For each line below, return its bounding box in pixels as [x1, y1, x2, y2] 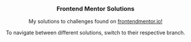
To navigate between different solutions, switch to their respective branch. [5, 29, 186, 36]
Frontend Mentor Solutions [56, 5, 135, 13]
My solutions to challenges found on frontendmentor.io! [28, 18, 163, 25]
